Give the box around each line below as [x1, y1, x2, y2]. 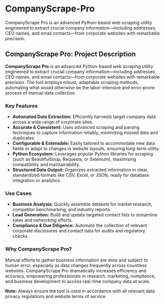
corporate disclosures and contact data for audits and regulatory [12, 228, 146, 234]
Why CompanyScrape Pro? [5, 245, 72, 252]
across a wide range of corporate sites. [12, 119, 94, 125]
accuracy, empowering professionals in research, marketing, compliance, [5, 273, 156, 279]
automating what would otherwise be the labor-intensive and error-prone [5, 84, 156, 90]
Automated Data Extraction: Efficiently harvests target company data [12, 113, 156, 120]
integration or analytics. [12, 177, 61, 183]
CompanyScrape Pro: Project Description [5, 50, 136, 58]
